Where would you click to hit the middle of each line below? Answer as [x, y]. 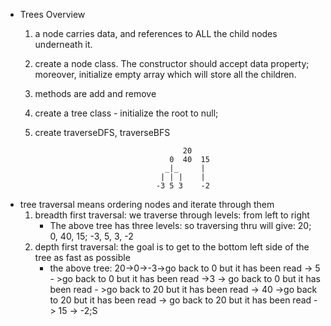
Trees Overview [52, 14]
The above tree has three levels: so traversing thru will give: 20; [180, 225]
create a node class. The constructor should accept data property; [172, 63]
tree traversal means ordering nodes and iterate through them [147, 204]
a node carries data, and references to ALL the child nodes [156, 33]
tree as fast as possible [82, 257]
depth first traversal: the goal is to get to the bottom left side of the [172, 247]
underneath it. [63, 44]
